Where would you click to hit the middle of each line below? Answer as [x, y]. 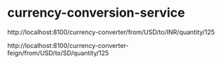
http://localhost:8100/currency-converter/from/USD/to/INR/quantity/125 [111, 32]
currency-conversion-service [96, 13]
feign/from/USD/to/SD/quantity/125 [58, 53]
